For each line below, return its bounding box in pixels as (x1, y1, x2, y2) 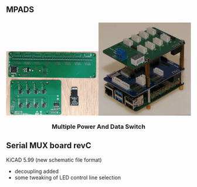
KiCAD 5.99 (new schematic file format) (6, 156, 102, 163)
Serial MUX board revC (6, 141, 91, 151)
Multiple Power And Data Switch (52, 122, 145, 131)
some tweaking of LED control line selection (14, 173, 121, 181)
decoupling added (14, 168, 59, 175)
